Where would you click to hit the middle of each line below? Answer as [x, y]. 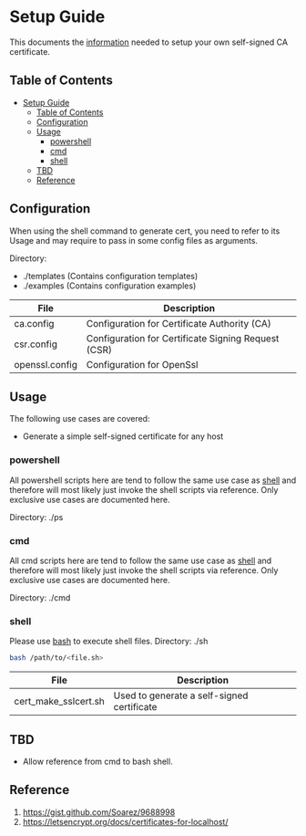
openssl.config [46, 364]
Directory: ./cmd [40, 597]
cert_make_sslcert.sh [59, 702]
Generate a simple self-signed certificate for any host [123, 436]
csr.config [36, 344]
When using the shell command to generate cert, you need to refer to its [145, 231]
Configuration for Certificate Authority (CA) [178, 323]
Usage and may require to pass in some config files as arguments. [133, 240]
